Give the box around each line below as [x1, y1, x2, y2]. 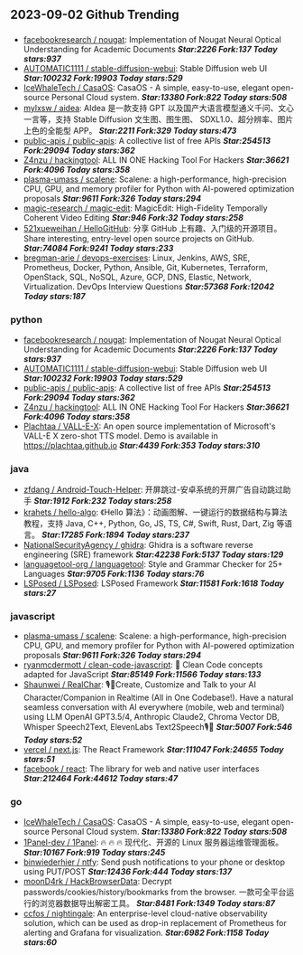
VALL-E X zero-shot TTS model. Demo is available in [23, 430, 219, 441]
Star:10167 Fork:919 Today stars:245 [23, 846, 166, 857]
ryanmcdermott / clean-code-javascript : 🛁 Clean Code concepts [23, 659, 263, 670]
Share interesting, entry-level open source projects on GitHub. [23, 233, 255, 244]
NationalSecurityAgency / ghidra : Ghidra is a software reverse [23, 539, 253, 550]
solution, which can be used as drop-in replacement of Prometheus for [23, 917, 287, 928]
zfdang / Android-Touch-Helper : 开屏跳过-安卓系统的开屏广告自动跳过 [23, 484, 283, 495]
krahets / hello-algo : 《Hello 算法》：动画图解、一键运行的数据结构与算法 [23, 506, 288, 517]
